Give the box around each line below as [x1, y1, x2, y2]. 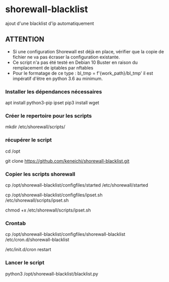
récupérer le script [5, 136, 52, 144]
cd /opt [5, 148, 21, 154]
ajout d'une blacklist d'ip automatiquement [5, 20, 95, 26]
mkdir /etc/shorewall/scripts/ [5, 124, 66, 130]
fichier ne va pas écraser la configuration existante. [12, 54, 120, 60]
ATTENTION [5, 35, 45, 44]
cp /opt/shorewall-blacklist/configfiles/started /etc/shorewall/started [5, 182, 148, 188]
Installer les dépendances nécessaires [5, 88, 102, 95]
